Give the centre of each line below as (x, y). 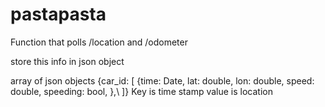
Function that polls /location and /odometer (99, 42)
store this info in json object (67, 61)
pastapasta (58, 14)
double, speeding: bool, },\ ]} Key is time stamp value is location (141, 91)
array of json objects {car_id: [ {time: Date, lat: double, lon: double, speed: (162, 80)
